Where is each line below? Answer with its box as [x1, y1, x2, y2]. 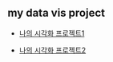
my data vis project [7, 6, 106, 20]
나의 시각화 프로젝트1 [18, 28, 85, 38]
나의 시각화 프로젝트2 [18, 45, 87, 55]
